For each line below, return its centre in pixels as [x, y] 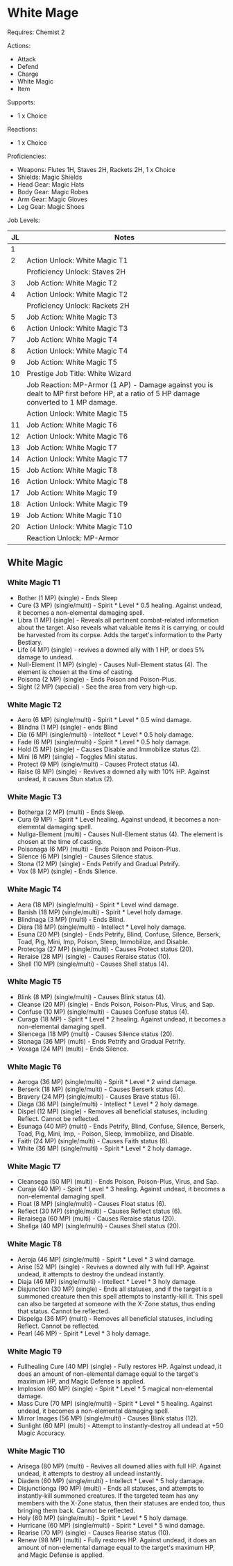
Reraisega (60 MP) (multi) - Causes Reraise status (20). [96, 1219]
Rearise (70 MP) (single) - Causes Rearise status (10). [94, 1533]
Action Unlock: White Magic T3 [77, 328]
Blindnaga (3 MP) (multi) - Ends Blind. [71, 919]
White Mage [43, 13]
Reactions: [23, 129]
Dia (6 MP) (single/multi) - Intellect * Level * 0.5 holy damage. [105, 734]
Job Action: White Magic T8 [72, 470]
